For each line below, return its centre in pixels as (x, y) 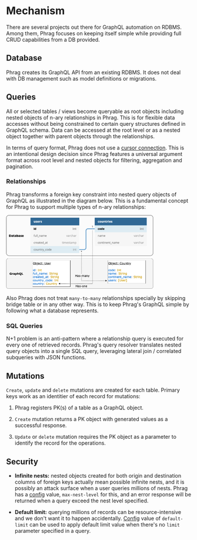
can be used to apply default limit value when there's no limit (105, 525)
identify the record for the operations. (60, 443)
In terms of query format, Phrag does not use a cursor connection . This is (95, 148)
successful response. (41, 425)
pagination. (20, 166)
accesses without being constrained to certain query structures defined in (96, 124)
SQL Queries (24, 326)
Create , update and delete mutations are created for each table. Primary (93, 390)
